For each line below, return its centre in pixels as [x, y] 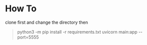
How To [21, 9]
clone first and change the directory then [47, 22]
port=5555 [28, 37]
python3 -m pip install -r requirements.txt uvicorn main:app [77, 32]
